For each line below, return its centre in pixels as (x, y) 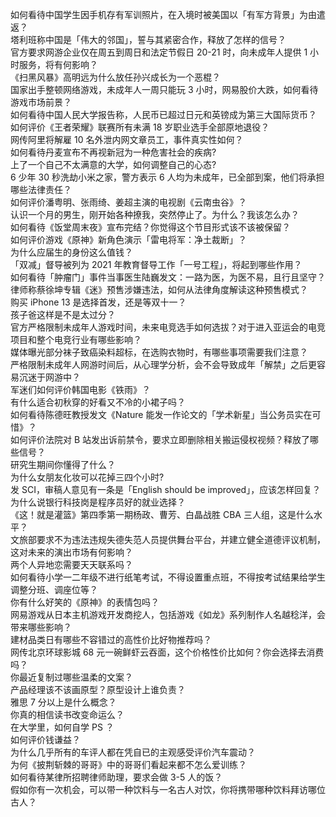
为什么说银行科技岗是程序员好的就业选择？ (98, 502)
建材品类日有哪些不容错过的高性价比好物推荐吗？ (111, 639)
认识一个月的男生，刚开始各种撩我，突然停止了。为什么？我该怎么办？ (155, 214)
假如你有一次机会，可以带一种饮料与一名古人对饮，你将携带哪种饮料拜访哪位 (168, 789)
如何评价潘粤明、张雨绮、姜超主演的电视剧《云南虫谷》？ (128, 202)
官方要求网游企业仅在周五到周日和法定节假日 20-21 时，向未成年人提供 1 (159, 52)
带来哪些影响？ (41, 627)
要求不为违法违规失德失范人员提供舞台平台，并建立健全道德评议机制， (181, 539)
